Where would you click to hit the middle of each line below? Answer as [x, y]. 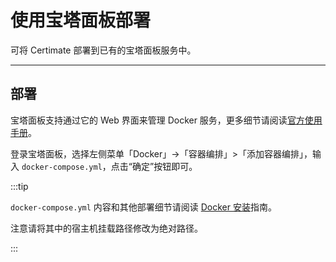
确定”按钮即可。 [164, 166]
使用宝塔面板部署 [81, 20]
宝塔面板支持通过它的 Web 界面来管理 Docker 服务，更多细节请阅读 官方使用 [166, 120]
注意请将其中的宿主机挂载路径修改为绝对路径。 [106, 228]
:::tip [19, 186]
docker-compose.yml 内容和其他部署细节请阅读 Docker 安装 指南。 [143, 207]
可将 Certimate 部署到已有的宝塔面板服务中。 [103, 50]
